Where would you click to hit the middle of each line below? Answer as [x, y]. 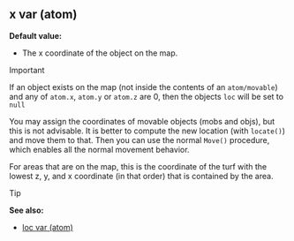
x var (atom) [43, 15]
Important [27, 70]
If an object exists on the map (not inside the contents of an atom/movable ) [143, 87]
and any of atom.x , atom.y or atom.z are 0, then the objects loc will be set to [147, 96]
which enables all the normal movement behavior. [99, 149]
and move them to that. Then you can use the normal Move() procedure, [139, 139]
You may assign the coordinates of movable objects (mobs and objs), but [142, 121]
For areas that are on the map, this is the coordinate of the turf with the [138, 166]
